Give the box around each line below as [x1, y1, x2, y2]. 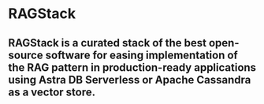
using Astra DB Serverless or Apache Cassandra [8, 72, 251, 87]
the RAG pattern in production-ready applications [8, 61, 257, 74]
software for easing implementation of [45, 48, 238, 61]
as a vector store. [8, 85, 96, 98]
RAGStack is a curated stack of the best [8, 36, 207, 50]
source [8, 48, 43, 61]
